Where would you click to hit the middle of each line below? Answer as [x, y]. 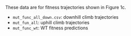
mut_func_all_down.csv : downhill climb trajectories [65, 17]
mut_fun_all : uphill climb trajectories [51, 23]
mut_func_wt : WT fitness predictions [50, 28]
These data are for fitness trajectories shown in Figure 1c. [66, 7]
